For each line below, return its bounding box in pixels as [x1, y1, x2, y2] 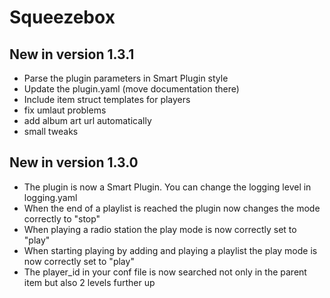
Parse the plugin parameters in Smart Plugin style [23, 72, 229, 84]
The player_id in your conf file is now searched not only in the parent [23, 266, 307, 278]
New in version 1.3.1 [9, 46, 135, 63]
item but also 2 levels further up [23, 276, 156, 288]
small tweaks [23, 126, 79, 137]
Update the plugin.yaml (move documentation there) [23, 83, 240, 95]
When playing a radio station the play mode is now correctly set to [23, 223, 297, 235]
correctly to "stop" [23, 212, 101, 225]
